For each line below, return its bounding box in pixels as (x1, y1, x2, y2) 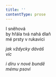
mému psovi (5, 66, 31, 72)
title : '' (5, 7, 26, 12)
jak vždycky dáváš (5, 46, 44, 52)
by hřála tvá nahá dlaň (5, 31, 51, 37)
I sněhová (5, 25, 26, 31)
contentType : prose (5, 12, 46, 17)
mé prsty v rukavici (5, 36, 45, 42)
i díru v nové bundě (5, 61, 45, 67)
